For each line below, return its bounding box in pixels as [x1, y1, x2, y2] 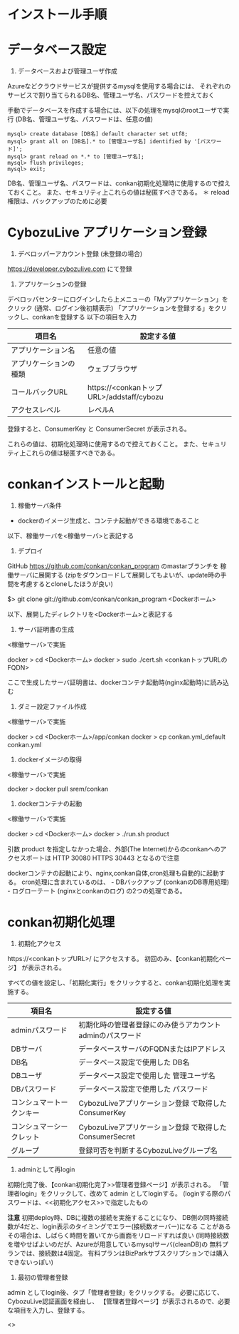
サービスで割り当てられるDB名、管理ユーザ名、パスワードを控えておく [7, 91, 215, 100]
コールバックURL [11, 387, 68, 397]
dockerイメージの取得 [17, 755, 83, 764]
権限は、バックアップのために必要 [7, 197, 107, 205]
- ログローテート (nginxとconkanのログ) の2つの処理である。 [7, 887, 186, 895]
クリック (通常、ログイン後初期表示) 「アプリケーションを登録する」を [7, 304, 215, 312]
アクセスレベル [11, 405, 61, 415]
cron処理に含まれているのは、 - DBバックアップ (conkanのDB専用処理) [21, 878, 230, 886]
